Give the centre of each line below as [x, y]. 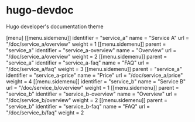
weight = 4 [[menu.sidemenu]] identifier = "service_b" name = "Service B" [96, 81]
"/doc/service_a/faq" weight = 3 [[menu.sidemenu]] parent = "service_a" [94, 69]
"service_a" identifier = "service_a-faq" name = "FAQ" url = [78, 63]
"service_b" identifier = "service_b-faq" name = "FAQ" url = [78, 106]
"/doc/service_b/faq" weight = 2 [45, 113]
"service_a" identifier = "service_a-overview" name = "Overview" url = [91, 50]
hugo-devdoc [40, 10]
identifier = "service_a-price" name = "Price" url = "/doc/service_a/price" [95, 75]
